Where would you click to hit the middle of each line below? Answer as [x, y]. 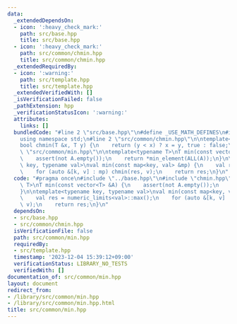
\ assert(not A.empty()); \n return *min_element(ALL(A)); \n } [121, 159]
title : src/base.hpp [50, 40]
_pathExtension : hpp [44, 106]
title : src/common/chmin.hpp [63, 60]
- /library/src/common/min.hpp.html [61, 303]
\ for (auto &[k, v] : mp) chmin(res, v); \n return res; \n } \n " [124, 172]
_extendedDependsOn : [44, 21]
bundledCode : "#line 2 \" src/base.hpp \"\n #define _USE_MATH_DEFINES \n [120, 132]
